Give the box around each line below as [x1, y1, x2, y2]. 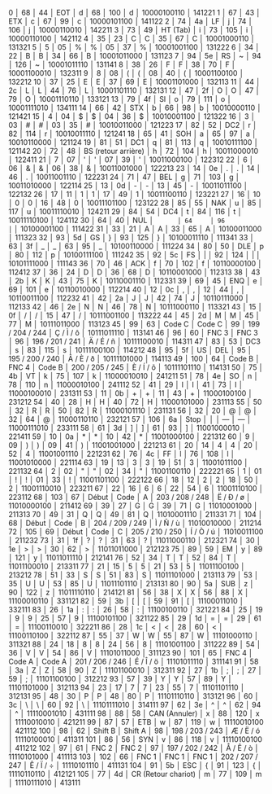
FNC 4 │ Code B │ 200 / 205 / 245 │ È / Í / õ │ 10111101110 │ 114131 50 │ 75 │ [8, 362, 264, 372]
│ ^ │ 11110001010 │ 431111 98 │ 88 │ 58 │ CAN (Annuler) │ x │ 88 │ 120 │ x [8, 708, 260, 718]
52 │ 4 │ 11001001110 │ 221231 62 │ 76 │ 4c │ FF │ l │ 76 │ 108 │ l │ [8, 449, 235, 458]
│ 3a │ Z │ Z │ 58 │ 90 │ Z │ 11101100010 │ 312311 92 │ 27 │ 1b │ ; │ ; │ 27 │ [8, 665, 263, 675]
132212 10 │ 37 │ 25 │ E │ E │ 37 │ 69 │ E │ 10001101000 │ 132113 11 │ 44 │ [8, 77, 261, 86]
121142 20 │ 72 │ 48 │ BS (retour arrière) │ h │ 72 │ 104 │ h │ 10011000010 [8, 147, 259, 156]
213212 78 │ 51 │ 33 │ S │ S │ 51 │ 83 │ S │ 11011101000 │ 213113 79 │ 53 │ [8, 570, 260, 580]
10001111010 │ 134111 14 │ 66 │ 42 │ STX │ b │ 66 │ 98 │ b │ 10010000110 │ [8, 103, 262, 112]
